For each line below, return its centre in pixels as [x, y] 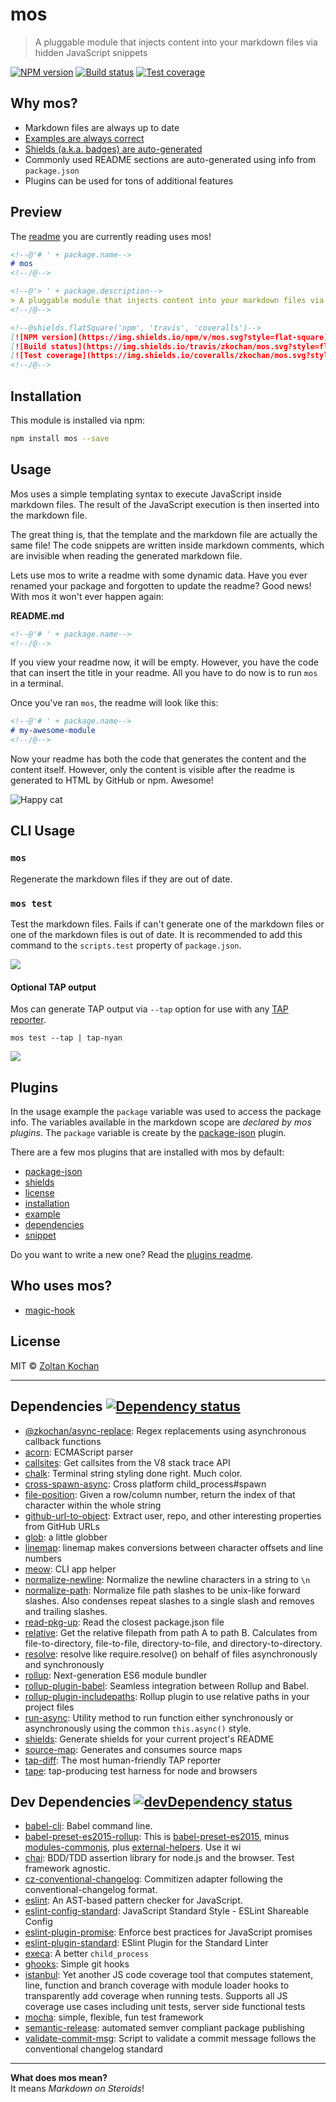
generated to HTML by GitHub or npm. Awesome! [112, 780]
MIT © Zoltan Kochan [55, 1365]
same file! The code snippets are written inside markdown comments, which [167, 545]
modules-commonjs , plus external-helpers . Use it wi [133, 1847]
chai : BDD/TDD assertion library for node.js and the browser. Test [159, 1858]
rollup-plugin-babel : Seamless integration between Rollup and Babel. [166, 1685]
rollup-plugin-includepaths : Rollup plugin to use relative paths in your [167, 1696]
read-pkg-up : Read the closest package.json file [124, 1622]
